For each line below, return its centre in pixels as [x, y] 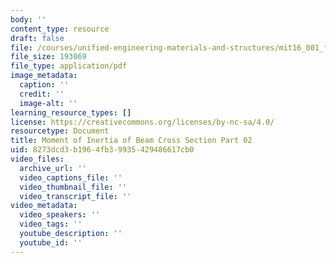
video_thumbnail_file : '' [73, 187]
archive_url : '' [53, 168]
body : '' [28, 19]
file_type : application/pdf [69, 66]
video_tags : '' [51, 224]
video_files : [37, 159]
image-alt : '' [48, 103]
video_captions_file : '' [71, 177]
